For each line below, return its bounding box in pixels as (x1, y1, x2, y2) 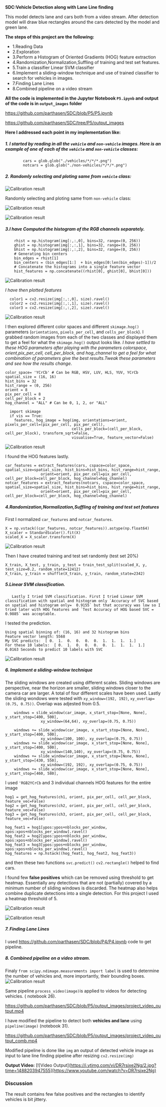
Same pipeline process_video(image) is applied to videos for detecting (5, 988, 147, 993)
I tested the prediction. (5, 620, 52, 626)
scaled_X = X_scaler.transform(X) (5, 534, 77, 539)
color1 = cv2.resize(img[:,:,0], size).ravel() (9, 296, 110, 301)
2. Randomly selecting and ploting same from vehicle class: (5, 173, 132, 179)
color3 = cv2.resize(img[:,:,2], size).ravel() (9, 305, 110, 310)
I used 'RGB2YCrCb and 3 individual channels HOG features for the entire (5, 779, 151, 785)
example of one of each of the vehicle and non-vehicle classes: (5, 146, 138, 152)
